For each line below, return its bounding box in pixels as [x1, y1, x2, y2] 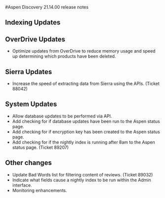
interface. [12, 182, 32, 188]
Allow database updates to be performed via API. [12, 113, 112, 119]
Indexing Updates [5, 18, 61, 27]
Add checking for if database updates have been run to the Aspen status [12, 118, 160, 124]
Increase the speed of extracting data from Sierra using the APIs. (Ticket [12, 81, 160, 86]
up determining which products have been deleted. [12, 54, 116, 59]
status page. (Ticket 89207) [12, 144, 69, 150]
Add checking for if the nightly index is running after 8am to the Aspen [12, 139, 155, 145]
